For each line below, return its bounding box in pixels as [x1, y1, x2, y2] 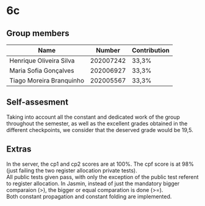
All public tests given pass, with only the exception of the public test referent [6, 173, 199, 180]
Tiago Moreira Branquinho [9, 76, 84, 84]
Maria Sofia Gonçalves [9, 67, 74, 75]
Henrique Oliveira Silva [9, 56, 75, 65]
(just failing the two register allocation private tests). [6, 166, 137, 174]
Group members [6, 28, 70, 39]
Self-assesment [6, 97, 69, 108]
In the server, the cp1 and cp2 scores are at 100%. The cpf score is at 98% [6, 160, 194, 167]
